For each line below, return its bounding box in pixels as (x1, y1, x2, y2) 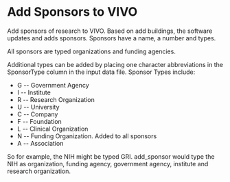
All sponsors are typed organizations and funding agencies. (7, 47, 176, 55)
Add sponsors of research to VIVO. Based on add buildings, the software (7, 27, 213, 35)
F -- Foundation (16, 117, 62, 125)
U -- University (16, 103, 60, 111)
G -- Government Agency (16, 81, 89, 89)
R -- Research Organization (16, 95, 95, 103)
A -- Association (16, 139, 64, 147)
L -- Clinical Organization (16, 125, 89, 133)
